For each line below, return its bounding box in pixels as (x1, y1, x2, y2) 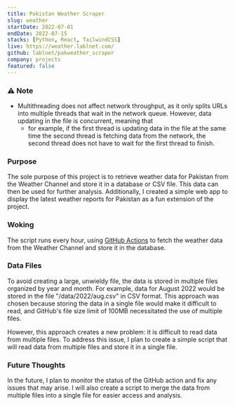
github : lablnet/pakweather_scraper (7, 50, 114, 57)
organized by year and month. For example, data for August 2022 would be (7, 284, 225, 292)
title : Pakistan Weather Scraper (7, 10, 105, 18)
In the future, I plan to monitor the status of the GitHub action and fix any (7, 376, 217, 385)
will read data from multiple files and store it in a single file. (7, 342, 177, 351)
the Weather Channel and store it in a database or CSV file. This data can (7, 180, 219, 188)
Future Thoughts (7, 360, 66, 369)
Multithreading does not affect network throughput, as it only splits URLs (17, 101, 228, 110)
